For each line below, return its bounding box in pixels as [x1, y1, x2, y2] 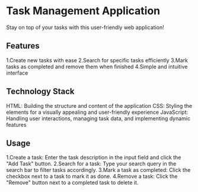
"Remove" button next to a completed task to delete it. [6, 179, 139, 186]
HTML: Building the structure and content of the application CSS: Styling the [6, 102, 193, 109]
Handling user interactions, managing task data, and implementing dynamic [6, 114, 191, 122]
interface [6, 69, 28, 76]
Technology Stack [6, 87, 75, 97]
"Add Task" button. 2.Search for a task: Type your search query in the [6, 160, 177, 167]
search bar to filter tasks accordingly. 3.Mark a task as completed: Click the [6, 167, 191, 174]
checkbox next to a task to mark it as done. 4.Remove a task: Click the [6, 173, 178, 180]
